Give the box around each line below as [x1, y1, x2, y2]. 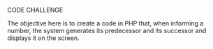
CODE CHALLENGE [7, 6, 64, 14]
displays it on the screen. [7, 34, 80, 42]
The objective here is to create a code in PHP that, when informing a [7, 19, 204, 27]
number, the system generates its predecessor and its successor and [7, 27, 207, 35]
